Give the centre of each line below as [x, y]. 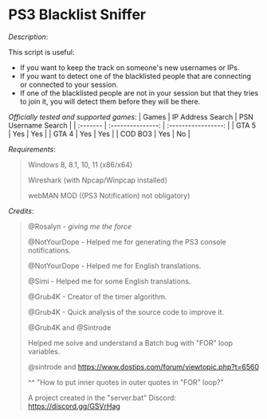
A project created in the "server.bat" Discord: [102, 397]
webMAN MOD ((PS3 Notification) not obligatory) [109, 195]
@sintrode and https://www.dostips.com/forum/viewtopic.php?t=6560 [143, 366]
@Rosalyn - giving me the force [80, 226]
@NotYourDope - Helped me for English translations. [114, 265]
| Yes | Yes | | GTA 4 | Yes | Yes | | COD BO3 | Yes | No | [99, 134]
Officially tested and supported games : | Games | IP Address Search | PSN [131, 116]
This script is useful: [41, 52]
